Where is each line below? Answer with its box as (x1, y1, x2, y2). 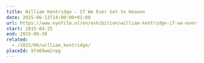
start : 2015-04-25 (6, 25, 53, 32)
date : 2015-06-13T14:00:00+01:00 (6, 14, 91, 20)
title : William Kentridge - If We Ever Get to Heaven (6, 8, 146, 15)
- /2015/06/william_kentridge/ (12, 43, 91, 49)
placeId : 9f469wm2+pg (6, 48, 61, 54)
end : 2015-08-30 (6, 31, 47, 37)
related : (6, 37, 29, 43)
